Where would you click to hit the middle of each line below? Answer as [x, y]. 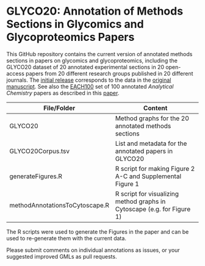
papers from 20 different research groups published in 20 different [109, 73]
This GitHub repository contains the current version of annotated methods [99, 54]
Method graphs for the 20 [152, 118]
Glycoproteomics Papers [70, 37]
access [15, 73]
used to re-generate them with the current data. [67, 238]
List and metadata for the [151, 143]
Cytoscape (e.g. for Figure [153, 209]
